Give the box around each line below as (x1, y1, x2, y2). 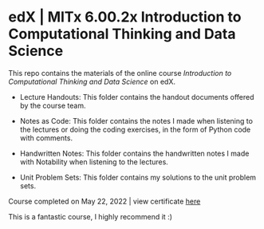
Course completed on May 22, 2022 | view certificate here (8, 196, 201, 206)
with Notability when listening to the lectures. (19, 156, 169, 167)
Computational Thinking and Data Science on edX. (8, 77, 175, 86)
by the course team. (19, 101, 86, 110)
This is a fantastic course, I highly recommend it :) (8, 211, 173, 221)
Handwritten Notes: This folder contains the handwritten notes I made (19, 148, 250, 158)
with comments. (19, 132, 73, 143)
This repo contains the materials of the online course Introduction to (8, 68, 232, 77)
